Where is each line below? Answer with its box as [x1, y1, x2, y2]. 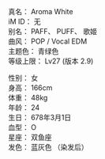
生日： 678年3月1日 [8, 113, 72, 122]
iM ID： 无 [8, 17, 41, 26]
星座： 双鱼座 [8, 133, 52, 142]
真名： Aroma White [8, 7, 73, 16]
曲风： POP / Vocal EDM [8, 36, 88, 46]
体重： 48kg [8, 93, 48, 102]
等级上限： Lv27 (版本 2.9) [8, 56, 94, 66]
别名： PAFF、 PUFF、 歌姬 [8, 27, 97, 36]
